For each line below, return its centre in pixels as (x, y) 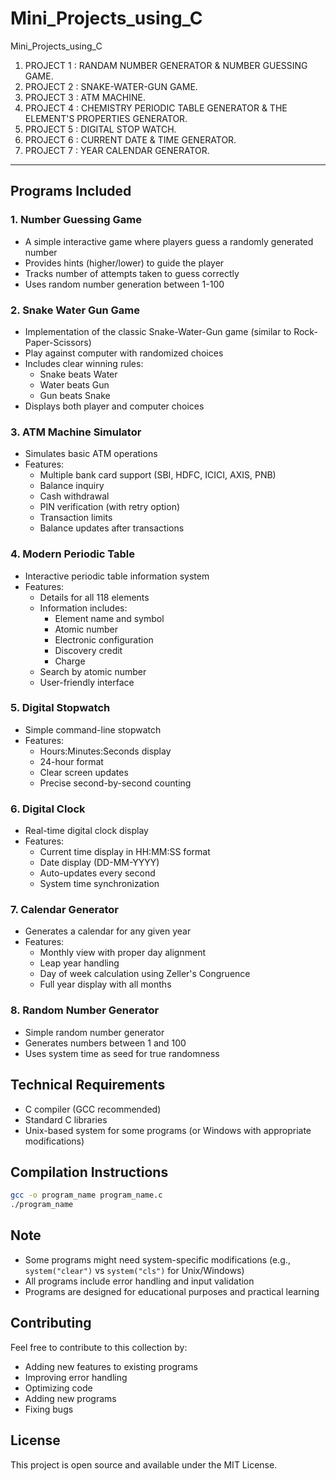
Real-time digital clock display (86, 831)
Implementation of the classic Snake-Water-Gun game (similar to (158, 331)
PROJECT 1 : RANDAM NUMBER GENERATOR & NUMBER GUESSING (166, 65)
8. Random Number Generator (85, 1010)
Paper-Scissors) (58, 342)
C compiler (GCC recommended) (93, 1109)
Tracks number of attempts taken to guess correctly (132, 273)
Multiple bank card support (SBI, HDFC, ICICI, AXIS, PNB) (158, 475)
